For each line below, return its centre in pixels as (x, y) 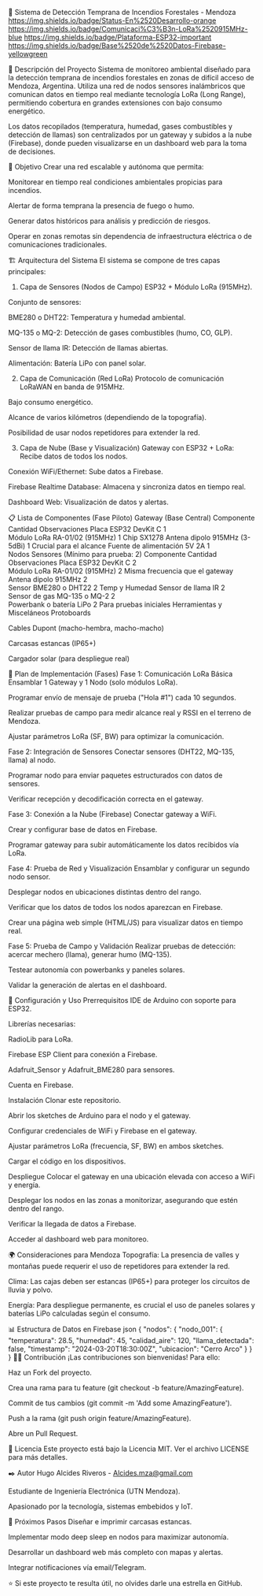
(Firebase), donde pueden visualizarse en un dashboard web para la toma (128, 143)
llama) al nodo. (32, 760)
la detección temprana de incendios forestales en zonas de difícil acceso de (131, 78)
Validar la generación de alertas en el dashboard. (88, 985)
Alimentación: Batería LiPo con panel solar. (77, 363)
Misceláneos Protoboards (50, 613)
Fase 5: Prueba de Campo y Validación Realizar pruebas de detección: (122, 946)
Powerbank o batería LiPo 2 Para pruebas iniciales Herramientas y (115, 604)
